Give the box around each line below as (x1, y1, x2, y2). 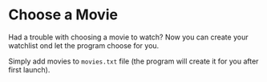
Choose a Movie (8, 6, 119, 24)
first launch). (8, 64, 51, 74)
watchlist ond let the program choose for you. (8, 40, 160, 50)
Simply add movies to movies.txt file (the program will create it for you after (8, 56, 259, 66)
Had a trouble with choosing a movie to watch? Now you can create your (8, 32, 249, 42)
